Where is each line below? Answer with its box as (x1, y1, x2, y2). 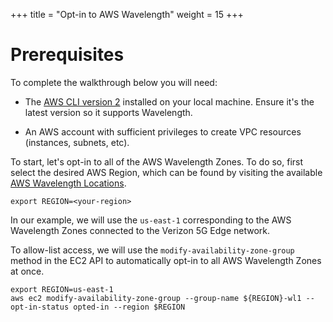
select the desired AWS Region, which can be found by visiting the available (10, 166, 323, 178)
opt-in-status (10, 302, 70, 312)
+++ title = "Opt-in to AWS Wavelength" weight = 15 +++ (10, 9, 244, 20)
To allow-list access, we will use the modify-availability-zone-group (10, 244, 295, 256)
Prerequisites (10, 44, 125, 66)
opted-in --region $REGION (73, 302, 186, 312)
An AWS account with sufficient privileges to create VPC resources (24, 125, 302, 138)
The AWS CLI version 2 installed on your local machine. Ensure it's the (24, 95, 315, 108)
